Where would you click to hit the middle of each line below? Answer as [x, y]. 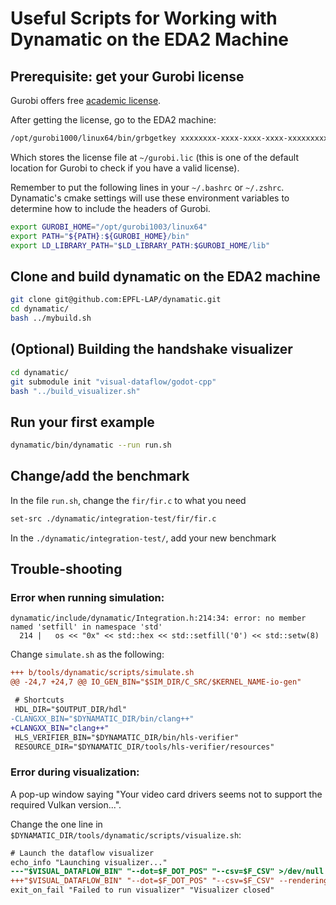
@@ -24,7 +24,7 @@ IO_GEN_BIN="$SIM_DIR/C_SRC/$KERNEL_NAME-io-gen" [156, 682]
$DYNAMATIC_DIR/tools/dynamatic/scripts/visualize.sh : [126, 834]
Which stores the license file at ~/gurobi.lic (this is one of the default [155, 157]
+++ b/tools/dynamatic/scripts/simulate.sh [102, 673]
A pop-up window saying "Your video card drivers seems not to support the [166, 794]
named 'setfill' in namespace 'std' [86, 627]
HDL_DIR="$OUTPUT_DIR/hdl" [71, 710]
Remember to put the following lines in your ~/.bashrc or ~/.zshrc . [147, 187]
